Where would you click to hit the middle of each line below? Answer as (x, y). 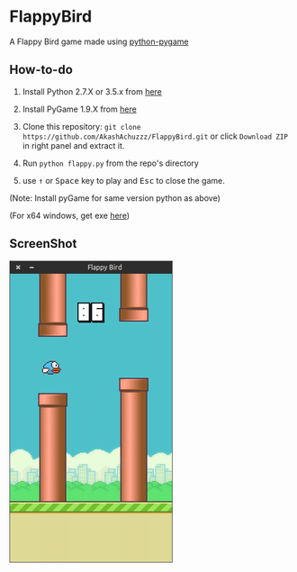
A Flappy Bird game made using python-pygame (99, 41)
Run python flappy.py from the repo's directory (111, 163)
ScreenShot (43, 244)
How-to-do (41, 70)
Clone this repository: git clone (81, 126)
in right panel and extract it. (73, 145)
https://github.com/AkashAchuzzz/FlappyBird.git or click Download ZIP (155, 136)
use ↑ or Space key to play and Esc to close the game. (123, 180)
